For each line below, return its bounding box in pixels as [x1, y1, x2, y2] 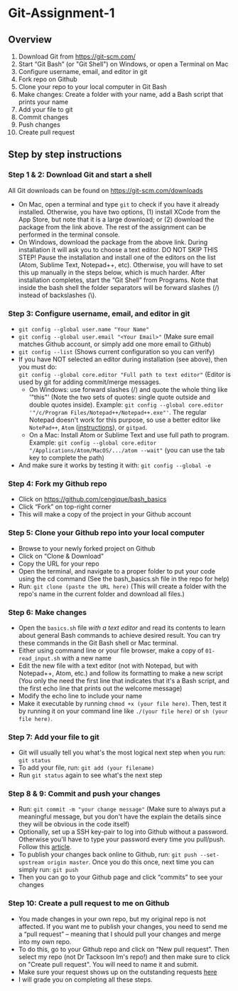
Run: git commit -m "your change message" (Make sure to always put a [18, 805, 226, 814]
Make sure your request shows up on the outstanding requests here [18, 967, 217, 976]
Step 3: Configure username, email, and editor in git [8, 308, 190, 318]
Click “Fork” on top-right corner [18, 502, 112, 511]
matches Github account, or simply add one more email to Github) [18, 340, 212, 348]
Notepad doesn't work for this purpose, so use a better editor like [28, 415, 221, 424]
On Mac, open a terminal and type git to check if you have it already [18, 199, 220, 208]
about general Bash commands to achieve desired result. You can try [18, 631, 221, 639]
